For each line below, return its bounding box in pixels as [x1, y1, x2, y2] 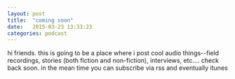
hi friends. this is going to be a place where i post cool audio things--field [7, 49, 220, 57]
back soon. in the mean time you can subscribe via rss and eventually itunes [7, 64, 228, 72]
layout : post [7, 10, 46, 17]
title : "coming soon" [7, 17, 74, 24]
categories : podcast [7, 29, 68, 37]
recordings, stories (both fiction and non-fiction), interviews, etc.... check [7, 57, 220, 65]
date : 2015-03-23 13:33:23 [7, 23, 93, 30]
